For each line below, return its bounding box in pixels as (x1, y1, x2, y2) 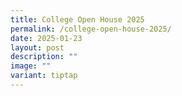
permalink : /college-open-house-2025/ (10, 24, 172, 34)
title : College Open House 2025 (10, 14, 145, 25)
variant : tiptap (10, 71, 78, 81)
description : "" (10, 52, 78, 62)
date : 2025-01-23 (10, 33, 83, 43)
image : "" (10, 61, 52, 71)
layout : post (10, 42, 65, 53)
